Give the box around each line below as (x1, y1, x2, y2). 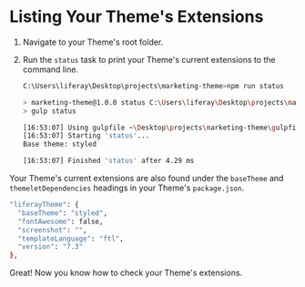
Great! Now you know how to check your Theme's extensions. (9, 267, 243, 279)
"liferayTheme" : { (9, 200, 79, 210)
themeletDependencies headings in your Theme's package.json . (9, 182, 244, 193)
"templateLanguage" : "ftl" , (17, 234, 125, 243)
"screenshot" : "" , (17, 225, 88, 234)
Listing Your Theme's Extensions (9, 6, 264, 27)
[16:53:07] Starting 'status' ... (22, 131, 150, 140)
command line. (22, 64, 79, 75)
